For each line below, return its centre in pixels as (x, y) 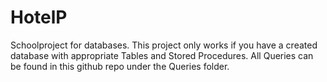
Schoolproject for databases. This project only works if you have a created (164, 45)
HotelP (39, 17)
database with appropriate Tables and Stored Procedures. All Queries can (162, 55)
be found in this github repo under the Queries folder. (120, 66)
